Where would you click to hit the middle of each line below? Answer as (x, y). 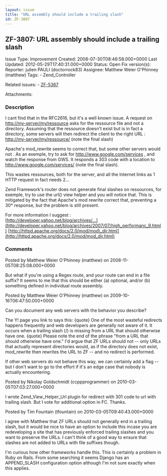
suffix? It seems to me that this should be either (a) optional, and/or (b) (78, 280)
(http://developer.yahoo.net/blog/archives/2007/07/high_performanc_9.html (83, 226)
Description (20, 107)
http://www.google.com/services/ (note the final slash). (62, 165)
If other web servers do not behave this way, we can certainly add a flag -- (82, 361)
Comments (19, 249)
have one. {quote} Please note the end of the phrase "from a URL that (77, 336)
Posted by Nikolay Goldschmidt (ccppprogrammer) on (61, 382)
